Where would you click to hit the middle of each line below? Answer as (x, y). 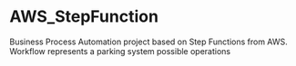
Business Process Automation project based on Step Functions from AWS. (149, 42)
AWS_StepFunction (84, 17)
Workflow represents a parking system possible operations (120, 51)
